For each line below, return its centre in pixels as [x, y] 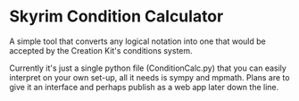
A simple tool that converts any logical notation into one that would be [137, 41]
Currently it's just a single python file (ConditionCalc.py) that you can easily [148, 68]
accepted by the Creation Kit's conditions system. [101, 50]
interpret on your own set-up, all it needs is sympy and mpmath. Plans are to [149, 77]
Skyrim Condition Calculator [116, 17]
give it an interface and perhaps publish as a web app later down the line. [144, 87]
